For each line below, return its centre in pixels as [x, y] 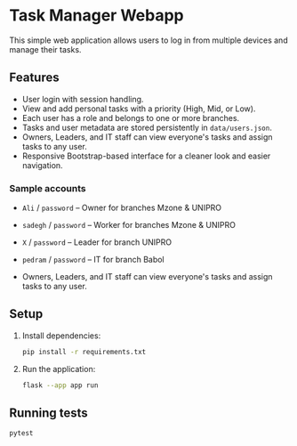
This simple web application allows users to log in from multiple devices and [148, 40]
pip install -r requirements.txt [84, 352]
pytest [21, 434]
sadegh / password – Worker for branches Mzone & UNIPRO [128, 225]
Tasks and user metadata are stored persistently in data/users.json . [147, 127]
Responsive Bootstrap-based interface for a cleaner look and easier [146, 156]
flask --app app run [60, 385]
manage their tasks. [45, 49]
